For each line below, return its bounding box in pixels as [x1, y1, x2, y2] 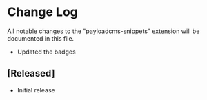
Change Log [7, 4, 78, 20]
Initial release [17, 86, 55, 94]
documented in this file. [7, 34, 75, 42]
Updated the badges [17, 48, 76, 56]
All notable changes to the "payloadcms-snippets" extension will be [7, 27, 200, 35]
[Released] [7, 68, 55, 79]
